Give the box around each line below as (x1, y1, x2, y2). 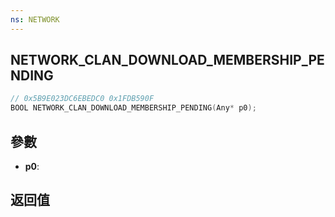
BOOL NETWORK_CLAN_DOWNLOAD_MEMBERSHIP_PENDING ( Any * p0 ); (10, 103, 257, 113)
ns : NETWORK (10, 14, 60, 25)
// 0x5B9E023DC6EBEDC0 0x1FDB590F (10, 94, 155, 104)
